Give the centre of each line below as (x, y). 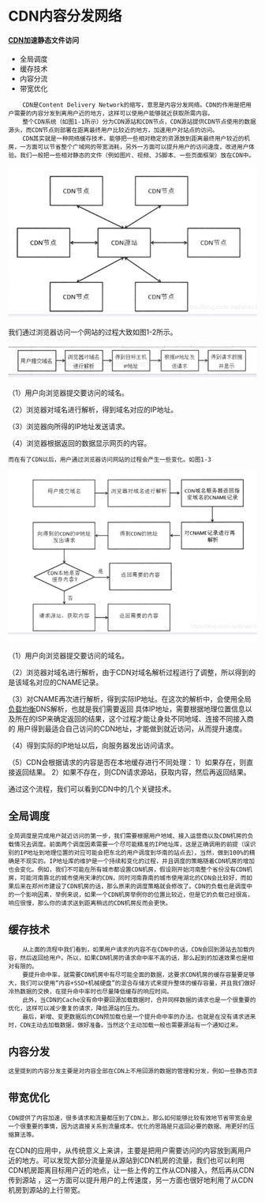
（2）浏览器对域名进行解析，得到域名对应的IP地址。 (93, 410)
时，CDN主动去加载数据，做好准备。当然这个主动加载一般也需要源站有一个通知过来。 (125, 1025)
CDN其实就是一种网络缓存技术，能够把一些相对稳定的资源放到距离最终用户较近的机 (136, 139)
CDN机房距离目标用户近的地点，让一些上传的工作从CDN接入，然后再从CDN (131, 1170)
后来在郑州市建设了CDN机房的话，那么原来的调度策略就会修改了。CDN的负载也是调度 (130, 887)
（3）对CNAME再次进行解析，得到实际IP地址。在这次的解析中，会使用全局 (130, 699)
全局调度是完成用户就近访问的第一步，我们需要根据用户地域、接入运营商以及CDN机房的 (128, 836)
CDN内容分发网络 (65, 16)
